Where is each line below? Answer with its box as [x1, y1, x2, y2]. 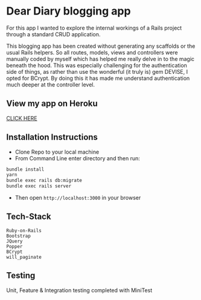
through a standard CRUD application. [6, 30, 101, 37]
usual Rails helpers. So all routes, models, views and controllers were [6, 48, 178, 56]
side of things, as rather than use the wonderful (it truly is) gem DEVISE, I [6, 68, 188, 75]
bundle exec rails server [6, 183, 71, 189]
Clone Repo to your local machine [14, 148, 100, 155]
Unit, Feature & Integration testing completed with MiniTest [6, 286, 153, 294]
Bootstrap [6, 233, 31, 239]
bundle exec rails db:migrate [6, 177, 83, 184]
